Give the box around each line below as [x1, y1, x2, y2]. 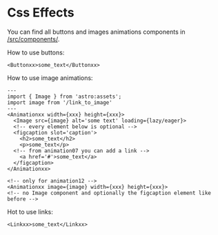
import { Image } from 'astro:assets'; [7, 93, 122, 100]
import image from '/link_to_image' [7, 99, 112, 106]
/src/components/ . [7, 34, 60, 43]
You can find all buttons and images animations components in [7, 28, 186, 36]
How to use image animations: [7, 74, 93, 82]
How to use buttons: [7, 48, 65, 57]
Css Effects [7, 5, 75, 21]
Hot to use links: [7, 207, 54, 216]
